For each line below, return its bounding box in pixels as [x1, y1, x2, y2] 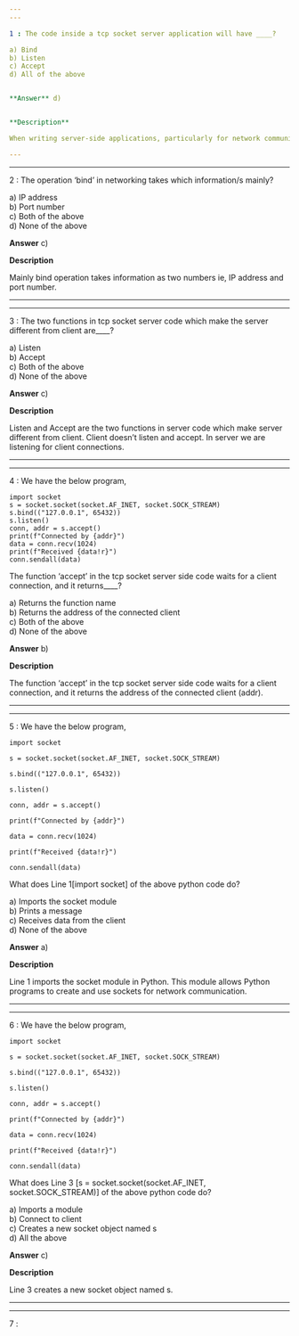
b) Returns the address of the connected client [9, 607, 181, 618]
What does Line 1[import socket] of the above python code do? [9, 879, 240, 889]
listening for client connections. [9, 441, 125, 452]
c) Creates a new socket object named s [9, 1223, 158, 1234]
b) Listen [9, 53, 46, 62]
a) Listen [9, 342, 42, 353]
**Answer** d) [9, 94, 62, 103]
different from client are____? [9, 324, 114, 335]
